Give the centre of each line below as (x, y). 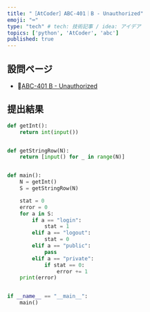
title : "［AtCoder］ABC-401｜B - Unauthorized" (75, 13)
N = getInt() (38, 182)
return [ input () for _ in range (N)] (73, 157)
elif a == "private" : (63, 259)
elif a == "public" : (62, 246)
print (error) (38, 278)
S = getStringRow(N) (49, 188)
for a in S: (37, 214)
